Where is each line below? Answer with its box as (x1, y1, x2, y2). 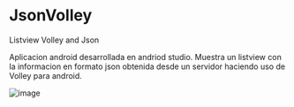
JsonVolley (9, 5, 93, 26)
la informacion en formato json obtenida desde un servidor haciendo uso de (9, 61, 285, 72)
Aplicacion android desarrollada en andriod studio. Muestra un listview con (9, 51, 283, 62)
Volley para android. (9, 70, 82, 80)
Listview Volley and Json (9, 34, 100, 45)
